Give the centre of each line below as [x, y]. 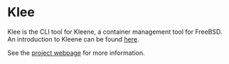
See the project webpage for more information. [76, 53]
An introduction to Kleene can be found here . [74, 39]
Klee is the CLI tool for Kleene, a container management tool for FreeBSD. [115, 32]
